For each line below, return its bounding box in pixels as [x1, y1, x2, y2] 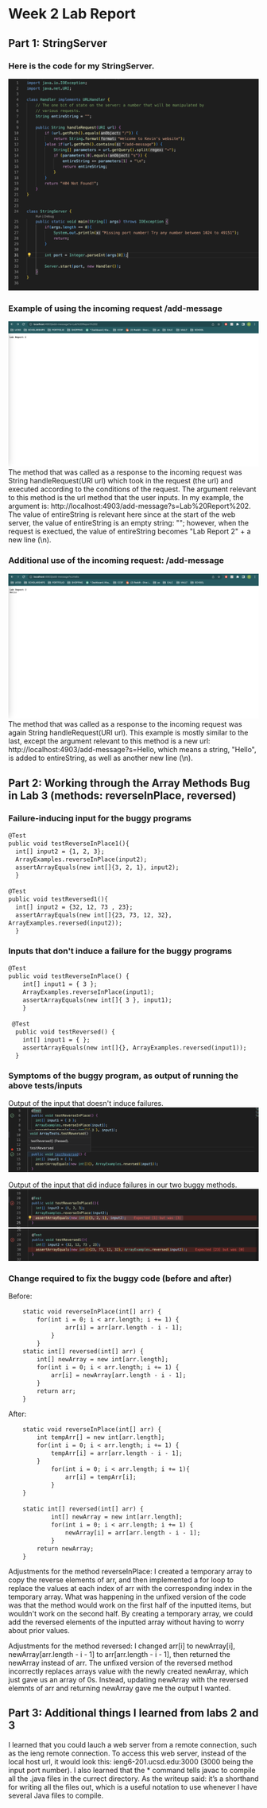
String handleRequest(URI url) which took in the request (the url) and [8, 476, 233, 486]
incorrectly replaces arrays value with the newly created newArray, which [8, 1666, 249, 1676]
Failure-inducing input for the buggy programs [8, 813, 192, 824]
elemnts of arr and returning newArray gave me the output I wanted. [8, 1683, 231, 1693]
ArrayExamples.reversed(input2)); [8, 919, 123, 927]
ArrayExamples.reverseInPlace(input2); [15, 856, 148, 863]
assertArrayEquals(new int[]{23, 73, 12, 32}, [15, 911, 172, 919]
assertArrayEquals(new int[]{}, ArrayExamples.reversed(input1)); [22, 1044, 247, 1052]
